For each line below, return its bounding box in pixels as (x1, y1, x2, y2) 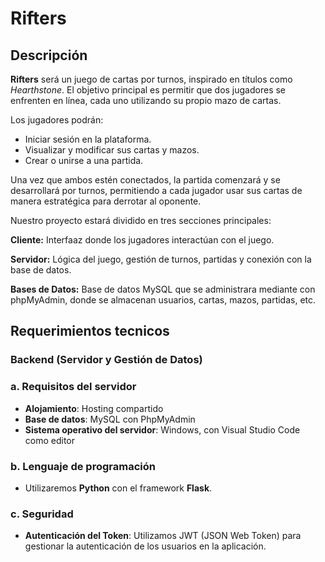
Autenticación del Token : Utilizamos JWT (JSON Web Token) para (24, 530, 302, 542)
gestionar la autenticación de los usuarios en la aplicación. (24, 540, 267, 552)
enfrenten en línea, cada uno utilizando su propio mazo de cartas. (10, 95, 282, 106)
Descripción (10, 47, 88, 64)
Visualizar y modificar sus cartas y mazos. (24, 144, 200, 156)
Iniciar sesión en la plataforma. (24, 133, 152, 145)
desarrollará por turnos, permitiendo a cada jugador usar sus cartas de (10, 185, 303, 196)
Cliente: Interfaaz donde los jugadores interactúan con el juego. (10, 234, 275, 246)
